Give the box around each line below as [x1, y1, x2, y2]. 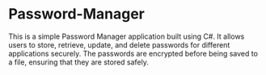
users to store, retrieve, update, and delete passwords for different [8, 40, 230, 49]
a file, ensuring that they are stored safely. [8, 57, 150, 67]
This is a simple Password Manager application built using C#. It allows [8, 31, 245, 41]
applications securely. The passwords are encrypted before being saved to [8, 48, 259, 58]
